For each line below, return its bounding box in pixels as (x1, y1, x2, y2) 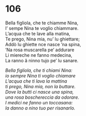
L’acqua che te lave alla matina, (5, 30, 71, 36)
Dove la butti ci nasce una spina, (5, 89, 74, 95)
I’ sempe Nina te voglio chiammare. (5, 25, 79, 31)
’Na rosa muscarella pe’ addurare (5, 47, 74, 53)
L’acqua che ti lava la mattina (5, 78, 67, 84)
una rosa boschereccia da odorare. (5, 94, 79, 100)
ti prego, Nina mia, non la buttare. (5, 83, 76, 89)
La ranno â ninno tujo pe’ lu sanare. (5, 57, 78, 63)
